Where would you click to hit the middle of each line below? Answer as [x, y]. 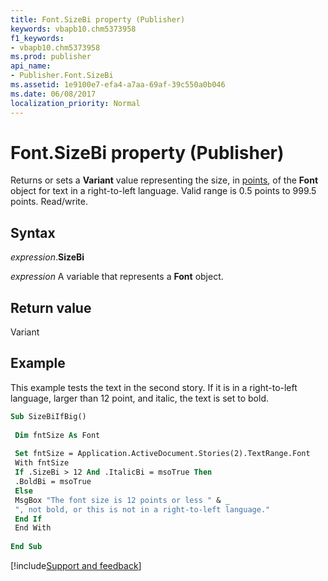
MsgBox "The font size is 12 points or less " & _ [122, 500]
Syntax [33, 232]
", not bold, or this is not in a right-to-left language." [142, 509]
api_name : [31, 66]
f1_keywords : [37, 38]
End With [33, 528]
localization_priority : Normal [75, 103]
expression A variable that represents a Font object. [117, 277]
